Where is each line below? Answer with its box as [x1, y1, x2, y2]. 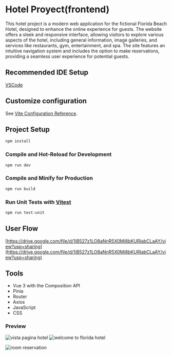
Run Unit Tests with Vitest [5, 199, 71, 206]
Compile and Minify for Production [5, 174, 93, 182]
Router [12, 293, 27, 300]
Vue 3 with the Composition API [12, 283, 81, 289]
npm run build [5, 186, 36, 191]
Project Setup [5, 125, 50, 134]
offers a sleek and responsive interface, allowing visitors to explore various [5, 31, 164, 37]
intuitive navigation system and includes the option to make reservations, [5, 48, 160, 54]
